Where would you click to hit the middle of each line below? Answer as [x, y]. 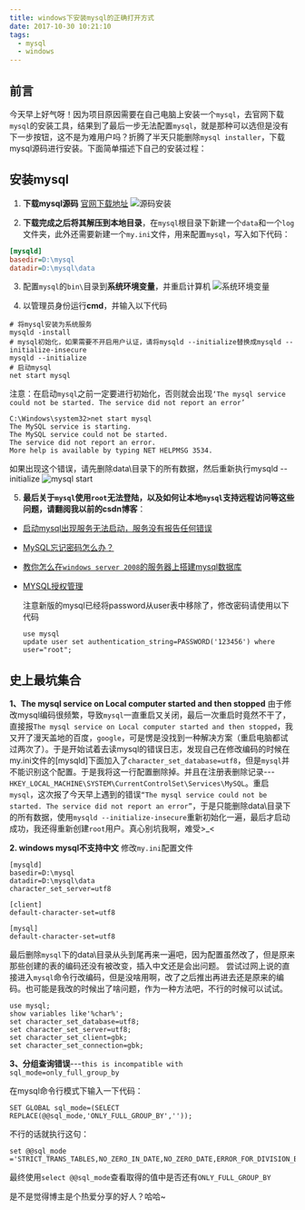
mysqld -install [40, 332]
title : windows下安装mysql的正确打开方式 [82, 18]
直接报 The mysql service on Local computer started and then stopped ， [148, 727]
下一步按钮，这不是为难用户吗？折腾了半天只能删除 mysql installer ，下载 [148, 136]
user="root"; [47, 650]
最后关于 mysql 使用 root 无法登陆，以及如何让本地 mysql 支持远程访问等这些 [158, 498]
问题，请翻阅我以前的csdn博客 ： [84, 509]
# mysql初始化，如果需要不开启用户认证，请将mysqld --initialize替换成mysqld [145, 342]
